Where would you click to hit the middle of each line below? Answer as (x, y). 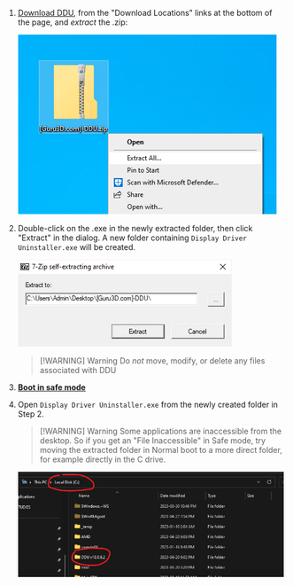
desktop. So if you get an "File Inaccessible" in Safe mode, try (153, 441)
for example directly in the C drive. (103, 459)
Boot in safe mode (51, 387)
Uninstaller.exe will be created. (76, 247)
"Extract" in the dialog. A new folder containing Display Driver (132, 238)
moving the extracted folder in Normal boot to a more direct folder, (161, 450)
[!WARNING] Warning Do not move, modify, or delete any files (152, 361)
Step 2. (31, 414)
